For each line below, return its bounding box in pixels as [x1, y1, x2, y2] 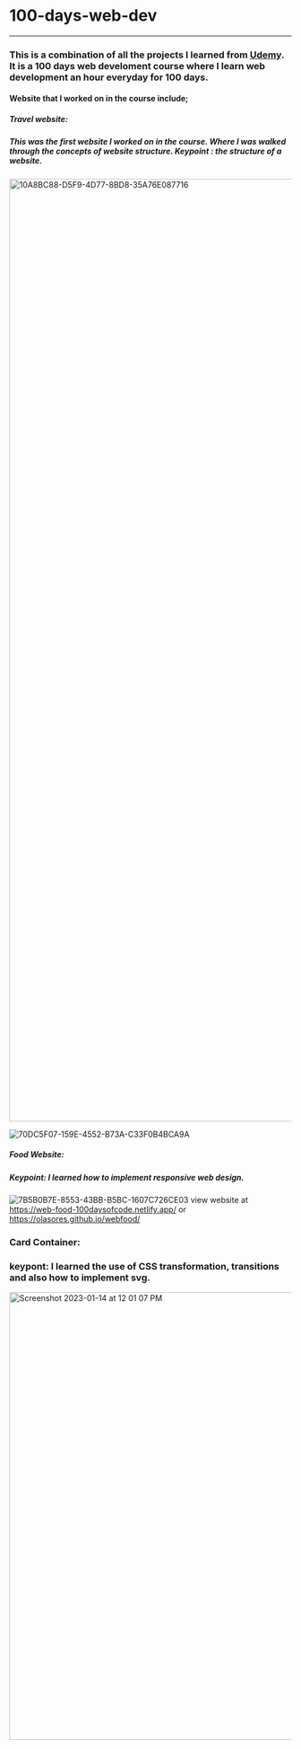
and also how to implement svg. [9, 1271, 150, 1284]
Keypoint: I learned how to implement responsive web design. [9, 1172, 245, 1182]
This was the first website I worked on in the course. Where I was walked [9, 136, 287, 147]
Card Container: [9, 1236, 81, 1249]
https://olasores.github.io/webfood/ [9, 1214, 141, 1225]
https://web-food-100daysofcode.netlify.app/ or [9, 1204, 186, 1215]
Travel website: [9, 114, 69, 125]
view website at [190, 1195, 248, 1206]
